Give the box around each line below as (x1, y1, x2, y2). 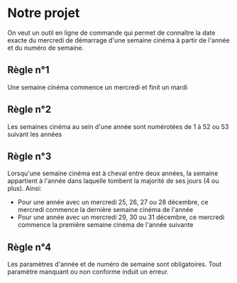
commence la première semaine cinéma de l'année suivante (17, 221, 194, 229)
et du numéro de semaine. (7, 43, 84, 52)
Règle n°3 (7, 150, 52, 162)
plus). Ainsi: (7, 184, 42, 193)
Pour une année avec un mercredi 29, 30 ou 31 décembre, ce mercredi (17, 213, 225, 221)
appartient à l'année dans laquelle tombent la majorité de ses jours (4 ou (7, 177, 219, 185)
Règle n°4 (7, 241, 52, 253)
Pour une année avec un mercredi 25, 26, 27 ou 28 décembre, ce (17, 198, 209, 206)
